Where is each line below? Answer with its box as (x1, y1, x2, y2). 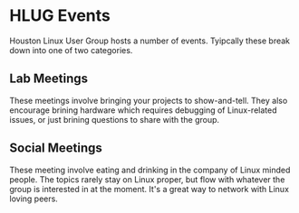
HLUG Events (9, 5, 111, 26)
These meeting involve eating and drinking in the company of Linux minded (9, 164, 291, 175)
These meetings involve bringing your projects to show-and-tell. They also (9, 95, 288, 106)
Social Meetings (9, 141, 102, 156)
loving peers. (9, 193, 59, 204)
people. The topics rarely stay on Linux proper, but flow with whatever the (9, 173, 285, 185)
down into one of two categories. (9, 44, 133, 55)
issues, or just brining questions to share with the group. (9, 114, 220, 125)
